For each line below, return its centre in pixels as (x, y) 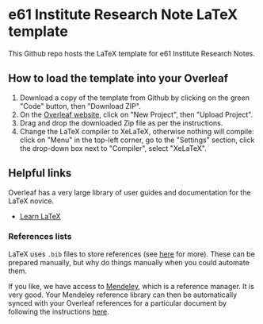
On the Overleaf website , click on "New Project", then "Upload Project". (136, 114)
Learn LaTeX (40, 216)
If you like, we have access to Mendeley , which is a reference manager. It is (131, 286)
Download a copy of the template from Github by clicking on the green (134, 98)
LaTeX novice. (31, 201)
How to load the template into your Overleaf (118, 78)
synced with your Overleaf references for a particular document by (118, 303)
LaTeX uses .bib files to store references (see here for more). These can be (131, 254)
